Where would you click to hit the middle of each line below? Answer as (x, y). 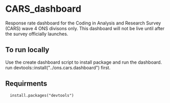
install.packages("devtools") (42, 95)
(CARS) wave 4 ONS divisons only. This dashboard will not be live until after (85, 28)
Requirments (26, 84)
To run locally (27, 50)
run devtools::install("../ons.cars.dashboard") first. (58, 67)
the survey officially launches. (37, 34)
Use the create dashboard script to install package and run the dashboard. (84, 62)
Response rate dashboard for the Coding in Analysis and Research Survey (83, 23)
